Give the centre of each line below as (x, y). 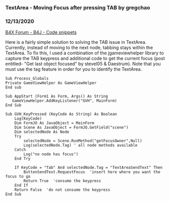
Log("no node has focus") (51, 154)
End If (21, 185)
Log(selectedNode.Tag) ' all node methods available (81, 146)
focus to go (18, 177)
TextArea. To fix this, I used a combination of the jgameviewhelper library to (84, 53)
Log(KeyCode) (28, 119)
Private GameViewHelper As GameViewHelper (51, 83)
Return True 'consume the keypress (62, 181)
